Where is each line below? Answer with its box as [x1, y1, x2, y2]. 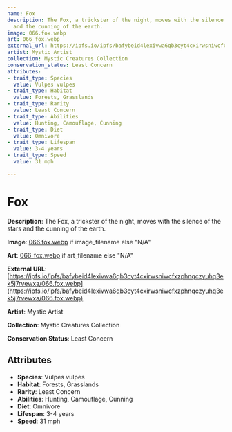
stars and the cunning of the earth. [7, 224, 106, 233]
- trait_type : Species [7, 74, 72, 82]
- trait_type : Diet [7, 126, 64, 133]
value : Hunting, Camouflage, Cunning [13, 119, 122, 127]
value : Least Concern [13, 107, 76, 114]
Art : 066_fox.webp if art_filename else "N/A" [7, 251, 133, 260]
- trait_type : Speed [7, 152, 67, 159]
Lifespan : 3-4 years [17, 409, 75, 417]
